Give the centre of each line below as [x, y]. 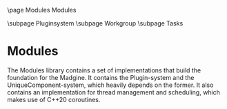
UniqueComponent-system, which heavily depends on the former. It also [110, 85]
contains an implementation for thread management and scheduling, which [114, 92]
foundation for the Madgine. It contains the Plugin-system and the [101, 77]
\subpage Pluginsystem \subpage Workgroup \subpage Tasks [95, 23]
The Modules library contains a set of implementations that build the [104, 70]
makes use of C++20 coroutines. [54, 99]
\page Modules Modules [42, 10]
